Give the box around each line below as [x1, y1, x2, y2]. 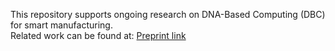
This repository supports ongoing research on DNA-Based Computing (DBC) [10, 9, 326, 20]
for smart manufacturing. [10, 19, 113, 31]
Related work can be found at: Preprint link [10, 30, 187, 41]
